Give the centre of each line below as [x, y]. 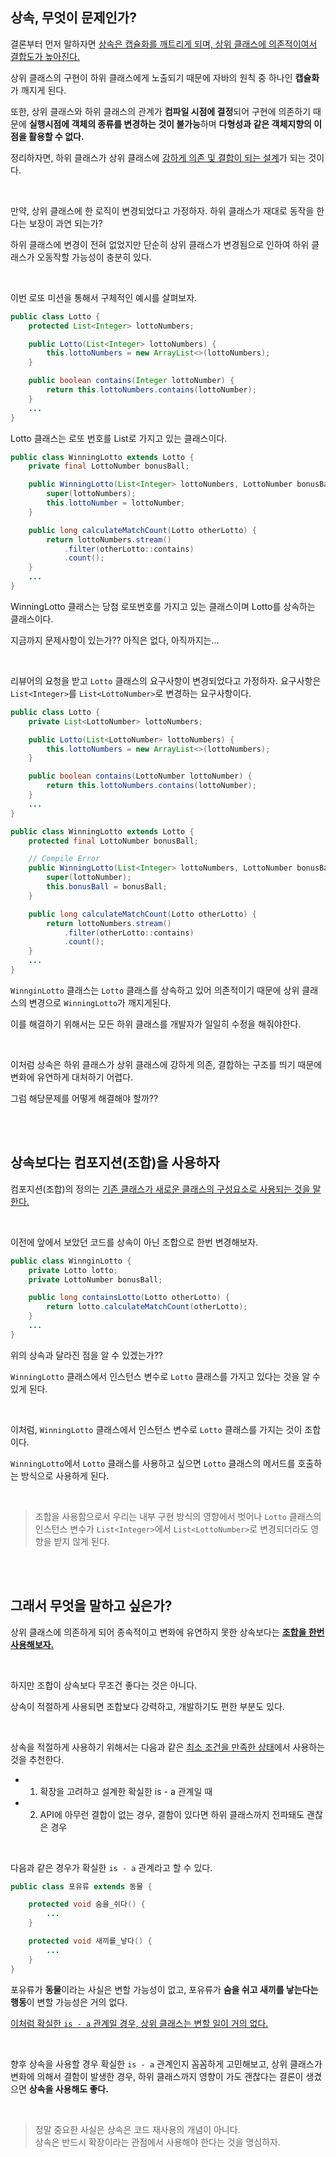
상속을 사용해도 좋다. [68, 2089]
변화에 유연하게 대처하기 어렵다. [72, 1077]
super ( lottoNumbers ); [91, 494]
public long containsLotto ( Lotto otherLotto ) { [129, 1298]
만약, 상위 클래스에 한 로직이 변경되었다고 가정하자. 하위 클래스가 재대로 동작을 [162, 210]
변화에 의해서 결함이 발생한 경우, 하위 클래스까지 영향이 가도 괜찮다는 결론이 [157, 2076]
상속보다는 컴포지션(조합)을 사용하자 [115, 1163]
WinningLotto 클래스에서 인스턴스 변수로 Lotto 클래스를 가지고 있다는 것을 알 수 [165, 1376]
